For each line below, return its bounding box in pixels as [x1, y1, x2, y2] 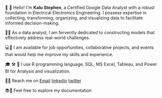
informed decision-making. [5, 20, 60, 26]
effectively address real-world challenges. [5, 35, 91, 40]
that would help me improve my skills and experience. [5, 52, 114, 57]
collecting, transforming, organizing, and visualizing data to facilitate [5, 15, 143, 20]
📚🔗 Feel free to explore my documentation [5, 88, 92, 93]
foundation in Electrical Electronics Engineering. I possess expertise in [5, 10, 147, 16]
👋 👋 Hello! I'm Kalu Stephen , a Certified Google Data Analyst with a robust [5, 5, 155, 10]
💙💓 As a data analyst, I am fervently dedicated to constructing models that [5, 30, 155, 35]
